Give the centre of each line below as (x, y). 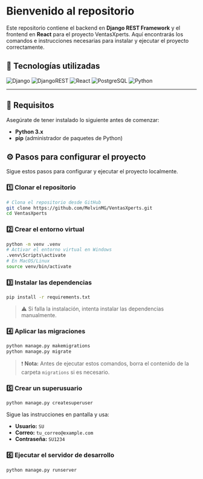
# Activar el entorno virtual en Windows (59, 250)
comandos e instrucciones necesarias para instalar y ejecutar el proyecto (98, 40)
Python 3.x (29, 132)
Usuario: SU (29, 426)
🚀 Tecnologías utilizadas (53, 66)
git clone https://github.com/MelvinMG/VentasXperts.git (79, 208)
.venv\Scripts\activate (36, 256)
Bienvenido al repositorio (70, 11)
